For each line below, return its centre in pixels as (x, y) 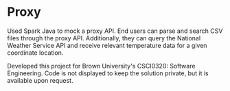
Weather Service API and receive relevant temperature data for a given (107, 45)
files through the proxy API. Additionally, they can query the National (104, 38)
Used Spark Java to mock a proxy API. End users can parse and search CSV (115, 31)
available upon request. (40, 80)
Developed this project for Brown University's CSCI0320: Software (101, 66)
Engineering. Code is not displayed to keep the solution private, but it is (108, 73)
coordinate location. (35, 53)
